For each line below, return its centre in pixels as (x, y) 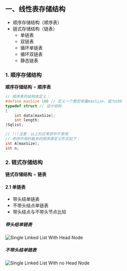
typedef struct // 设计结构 (34, 106)
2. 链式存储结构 (24, 162)
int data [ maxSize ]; (35, 115)
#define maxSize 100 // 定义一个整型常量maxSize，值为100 (64, 101)
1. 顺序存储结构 (24, 75)
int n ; (12, 148)
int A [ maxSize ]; (22, 143)
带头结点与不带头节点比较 (39, 212)
